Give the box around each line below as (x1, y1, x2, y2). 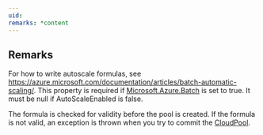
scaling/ (8, 86, 34, 96)
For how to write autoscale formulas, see (8, 69, 142, 79)
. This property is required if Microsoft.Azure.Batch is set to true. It (33, 86, 251, 96)
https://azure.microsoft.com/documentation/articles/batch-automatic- (8, 77, 238, 87)
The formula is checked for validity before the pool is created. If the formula (8, 110, 256, 119)
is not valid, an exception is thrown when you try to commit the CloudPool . (8, 118, 251, 127)
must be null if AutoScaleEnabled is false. (8, 94, 143, 103)
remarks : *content (8, 19, 69, 27)
